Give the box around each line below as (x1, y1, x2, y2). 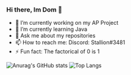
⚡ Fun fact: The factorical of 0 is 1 (15, 48, 100, 55)
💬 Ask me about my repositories (15, 32, 96, 39)
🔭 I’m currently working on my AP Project (15, 19, 119, 27)
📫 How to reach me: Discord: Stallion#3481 (15, 39, 126, 46)
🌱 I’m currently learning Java (15, 25, 88, 33)
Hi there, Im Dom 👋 (6, 5, 63, 14)
